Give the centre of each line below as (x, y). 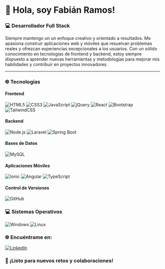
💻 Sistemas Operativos (34, 212)
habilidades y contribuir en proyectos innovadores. (56, 65)
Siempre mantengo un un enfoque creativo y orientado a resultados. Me (78, 38)
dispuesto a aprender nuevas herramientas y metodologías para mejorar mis (82, 59)
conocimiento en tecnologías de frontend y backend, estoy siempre (73, 54)
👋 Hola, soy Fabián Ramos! (60, 10)
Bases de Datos (21, 143)
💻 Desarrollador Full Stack (38, 26)
